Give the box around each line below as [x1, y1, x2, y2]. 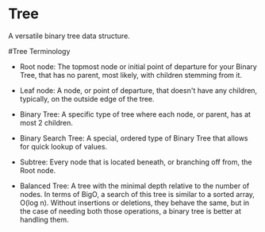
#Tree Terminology [8, 46, 71, 56]
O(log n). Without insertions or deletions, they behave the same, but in [19, 198, 250, 207]
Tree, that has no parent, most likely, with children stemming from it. [19, 70, 243, 79]
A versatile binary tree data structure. [8, 31, 131, 41]
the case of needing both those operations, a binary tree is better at [19, 206, 242, 215]
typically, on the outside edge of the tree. [19, 94, 155, 103]
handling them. [19, 215, 69, 224]
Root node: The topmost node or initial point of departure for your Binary [19, 61, 258, 72]
